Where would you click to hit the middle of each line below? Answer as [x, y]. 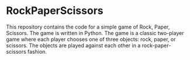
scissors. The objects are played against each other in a [73, 45]
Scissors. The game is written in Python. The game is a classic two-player [95, 33]
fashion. [37, 51]
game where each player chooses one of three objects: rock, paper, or [91, 39]
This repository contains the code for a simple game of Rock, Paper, [88, 27]
